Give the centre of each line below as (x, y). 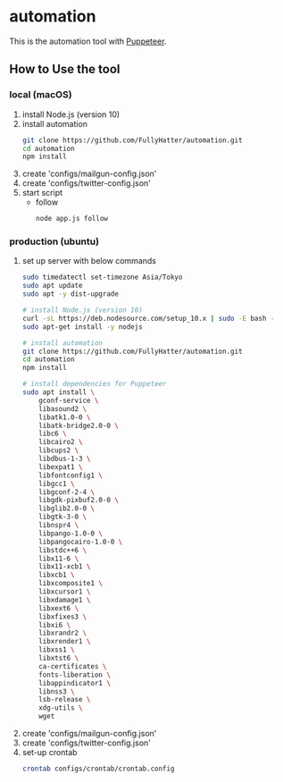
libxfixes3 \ (63, 617)
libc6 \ (53, 434)
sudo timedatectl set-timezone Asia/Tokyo (102, 277)
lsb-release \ (65, 700)
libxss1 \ (57, 650)
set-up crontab (50, 753)
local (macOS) (41, 95)
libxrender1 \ (65, 642)
